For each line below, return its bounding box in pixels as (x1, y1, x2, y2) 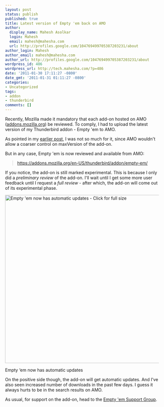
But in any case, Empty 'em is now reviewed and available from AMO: (5, 151, 145, 157)
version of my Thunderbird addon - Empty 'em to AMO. (5, 127, 116, 132)
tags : (5, 89, 16, 94)
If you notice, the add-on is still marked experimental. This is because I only (5, 170, 157, 175)
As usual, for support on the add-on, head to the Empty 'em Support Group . (5, 397, 157, 402)
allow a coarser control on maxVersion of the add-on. (5, 141, 113, 147)
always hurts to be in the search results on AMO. (5, 387, 103, 393)
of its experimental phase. (5, 185, 58, 191)
